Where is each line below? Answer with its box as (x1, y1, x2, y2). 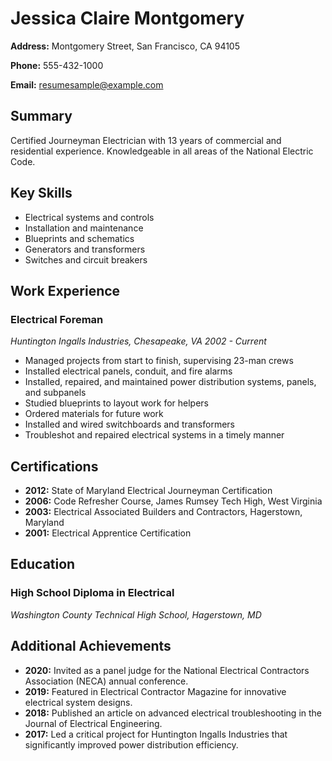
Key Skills (10, 185, 73, 202)
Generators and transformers (24, 243, 146, 255)
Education (10, 556, 76, 573)
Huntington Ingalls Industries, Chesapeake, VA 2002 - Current (10, 335, 267, 347)
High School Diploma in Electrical (10, 586, 175, 600)
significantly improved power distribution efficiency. (24, 738, 239, 751)
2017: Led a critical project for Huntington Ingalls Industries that (24, 728, 288, 740)
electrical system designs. (24, 696, 133, 708)
